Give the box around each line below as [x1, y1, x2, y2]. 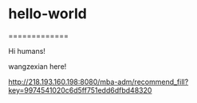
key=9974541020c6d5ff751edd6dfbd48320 [8, 85, 152, 95]
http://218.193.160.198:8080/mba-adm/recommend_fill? [8, 77, 189, 86]
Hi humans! [8, 46, 46, 55]
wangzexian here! [8, 61, 67, 71]
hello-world [8, 5, 88, 23]
